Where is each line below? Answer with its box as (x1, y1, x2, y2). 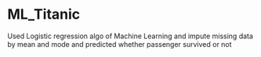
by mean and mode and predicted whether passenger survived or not (7, 39, 232, 48)
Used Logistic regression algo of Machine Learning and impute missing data (7, 31, 254, 41)
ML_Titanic (7, 5, 81, 23)
